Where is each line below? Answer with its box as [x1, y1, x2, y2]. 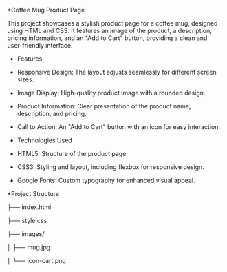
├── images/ [7, 230, 45, 237]
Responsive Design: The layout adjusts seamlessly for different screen [17, 68, 217, 76]
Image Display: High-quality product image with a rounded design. [17, 89, 206, 97]
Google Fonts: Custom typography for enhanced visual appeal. [17, 176, 195, 184]
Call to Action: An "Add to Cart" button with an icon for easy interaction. [17, 123, 221, 130]
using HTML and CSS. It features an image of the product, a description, [7, 27, 212, 35]
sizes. [17, 75, 34, 84]
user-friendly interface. [7, 41, 74, 49]
